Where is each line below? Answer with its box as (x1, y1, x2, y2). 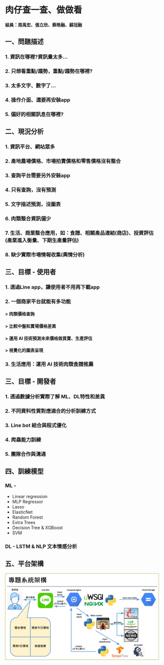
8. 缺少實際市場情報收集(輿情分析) (5, 251, 85, 258)
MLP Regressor (12, 499, 43, 504)
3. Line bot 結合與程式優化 (5, 422, 67, 429)
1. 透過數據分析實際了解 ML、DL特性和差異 (5, 393, 105, 400)
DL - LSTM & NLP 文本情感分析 (5, 543, 77, 550)
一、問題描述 (5, 38, 44, 46)
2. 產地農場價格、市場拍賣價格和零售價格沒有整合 (5, 158, 121, 164)
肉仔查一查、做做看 (5, 4, 82, 16)
